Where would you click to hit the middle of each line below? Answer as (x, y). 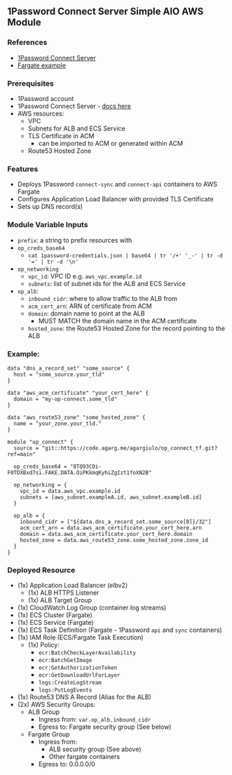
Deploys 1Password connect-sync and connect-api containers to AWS (117, 184)
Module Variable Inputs (48, 225)
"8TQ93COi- (86, 466)
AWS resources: (41, 113)
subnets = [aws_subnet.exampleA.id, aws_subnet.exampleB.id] (111, 497)
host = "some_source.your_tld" (59, 375)
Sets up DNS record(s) (50, 207)
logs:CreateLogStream (70, 683)
